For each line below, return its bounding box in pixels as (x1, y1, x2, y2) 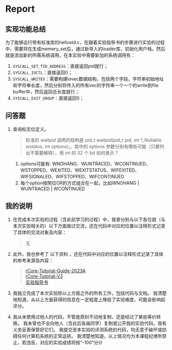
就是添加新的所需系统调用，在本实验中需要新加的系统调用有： (5, 52, 136, 58)
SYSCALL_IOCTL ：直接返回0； (12, 70, 73, 75)
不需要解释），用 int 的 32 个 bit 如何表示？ (30, 150, 119, 156)
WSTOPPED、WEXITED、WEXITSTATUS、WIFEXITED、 (20, 167, 140, 173)
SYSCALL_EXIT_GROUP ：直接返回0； (12, 95, 84, 101)
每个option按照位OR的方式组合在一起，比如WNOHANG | (20, 180, 139, 186)
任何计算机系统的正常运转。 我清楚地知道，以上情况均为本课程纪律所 (17, 333, 162, 339)
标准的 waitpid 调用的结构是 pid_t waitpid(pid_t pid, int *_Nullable (25, 137, 162, 143)
